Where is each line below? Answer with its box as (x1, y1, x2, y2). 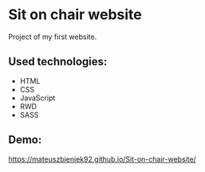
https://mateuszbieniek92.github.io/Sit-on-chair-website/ (8, 154, 197, 164)
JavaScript (19, 93, 56, 103)
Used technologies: (8, 55, 108, 68)
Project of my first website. (8, 32, 97, 41)
